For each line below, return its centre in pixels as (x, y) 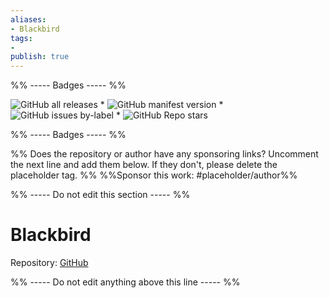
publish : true (40, 57)
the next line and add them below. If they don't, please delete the (144, 165)
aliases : (28, 19)
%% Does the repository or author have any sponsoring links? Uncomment (164, 154)
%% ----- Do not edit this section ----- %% (100, 195)
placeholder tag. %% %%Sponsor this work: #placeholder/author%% (154, 175)
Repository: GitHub (49, 263)
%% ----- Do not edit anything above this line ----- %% (125, 282)
